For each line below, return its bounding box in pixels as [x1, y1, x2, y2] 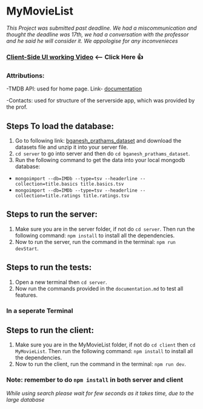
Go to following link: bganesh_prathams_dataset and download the [15, 137, 182, 144]
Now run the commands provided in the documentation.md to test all [15, 285, 184, 292]
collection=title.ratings [15, 192, 81, 198]
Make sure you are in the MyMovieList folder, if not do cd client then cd [15, 341, 196, 348]
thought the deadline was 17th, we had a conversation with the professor [6, 30, 189, 38]
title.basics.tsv [80, 181, 124, 187]
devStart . [15, 245, 39, 252]
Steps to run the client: [6, 325, 95, 335]
